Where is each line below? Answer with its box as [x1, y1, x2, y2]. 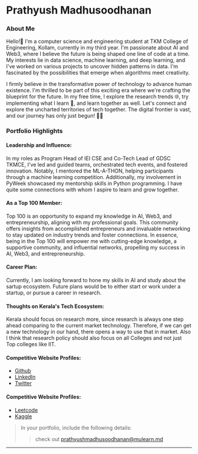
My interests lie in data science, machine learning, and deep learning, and [6, 57, 186, 64]
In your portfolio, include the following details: [20, 424, 132, 431]
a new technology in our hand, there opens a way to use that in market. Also [6, 328, 192, 336]
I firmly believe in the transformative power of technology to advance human [6, 81, 192, 88]
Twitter [14, 380, 32, 387]
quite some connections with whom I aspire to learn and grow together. [6, 186, 179, 193]
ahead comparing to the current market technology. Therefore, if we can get [6, 322, 192, 329]
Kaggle [14, 413, 32, 420]
